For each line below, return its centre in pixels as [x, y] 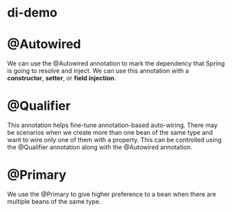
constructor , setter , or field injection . [62, 78]
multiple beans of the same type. [54, 201]
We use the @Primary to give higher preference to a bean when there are [112, 194]
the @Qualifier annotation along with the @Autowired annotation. [100, 147]
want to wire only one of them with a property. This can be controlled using [115, 140]
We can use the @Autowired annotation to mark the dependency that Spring [116, 64]
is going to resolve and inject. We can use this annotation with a [98, 71]
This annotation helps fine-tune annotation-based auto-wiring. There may [113, 125]
